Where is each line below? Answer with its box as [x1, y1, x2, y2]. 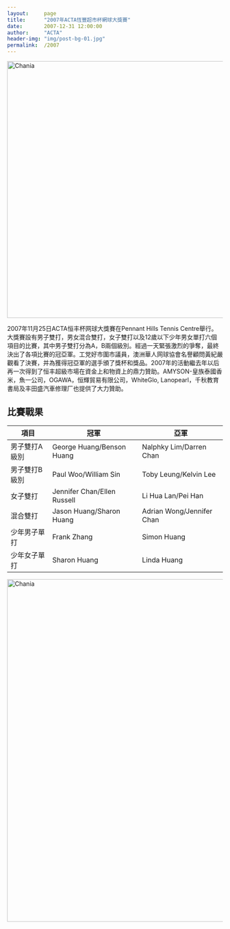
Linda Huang [142, 555, 183, 565]
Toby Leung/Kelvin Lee [142, 469, 216, 479]
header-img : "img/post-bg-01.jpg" [7, 36, 106, 42]
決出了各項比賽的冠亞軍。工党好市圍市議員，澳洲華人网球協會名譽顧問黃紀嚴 [7, 350, 223, 358]
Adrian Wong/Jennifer [142, 506, 213, 516]
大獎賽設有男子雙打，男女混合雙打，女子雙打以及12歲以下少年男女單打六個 [7, 333, 218, 341]
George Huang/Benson [52, 442, 127, 451]
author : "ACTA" [7, 29, 63, 36]
